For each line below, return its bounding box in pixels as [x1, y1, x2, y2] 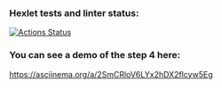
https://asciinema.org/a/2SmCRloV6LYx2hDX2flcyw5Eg [9, 69, 213, 79]
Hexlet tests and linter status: [9, 7, 139, 19]
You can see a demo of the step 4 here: [9, 49, 180, 62]
